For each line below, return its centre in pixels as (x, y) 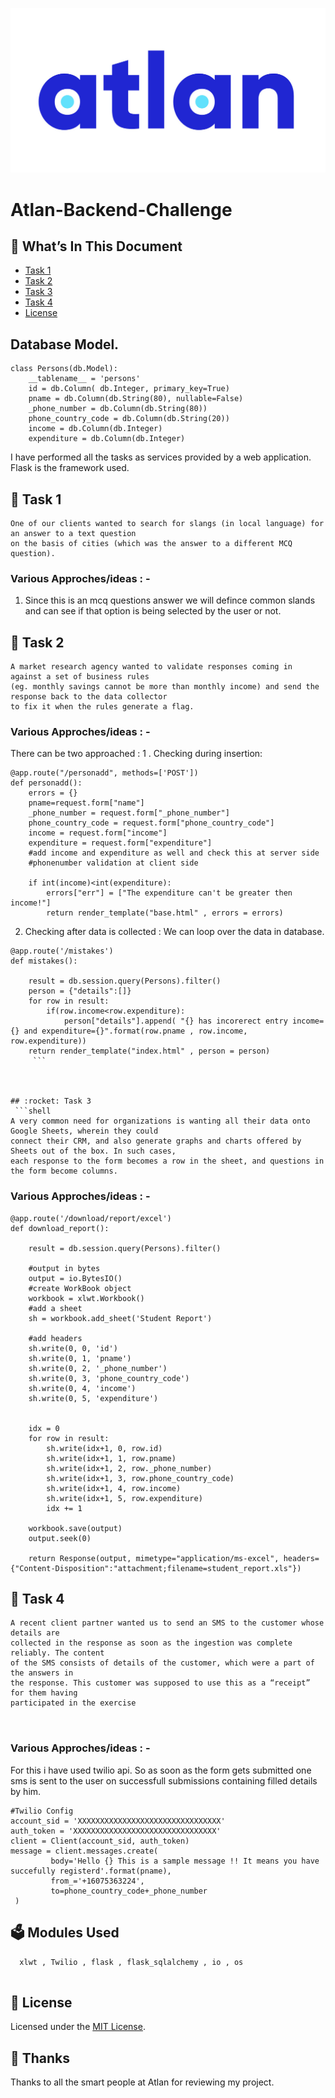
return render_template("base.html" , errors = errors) (165, 913)
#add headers (55, 1338)
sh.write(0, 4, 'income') (82, 1388)
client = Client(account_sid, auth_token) (100, 1841)
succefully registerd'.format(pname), (91, 1871)
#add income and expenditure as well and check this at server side (174, 853)
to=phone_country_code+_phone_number (129, 1891)
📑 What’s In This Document (96, 246)
